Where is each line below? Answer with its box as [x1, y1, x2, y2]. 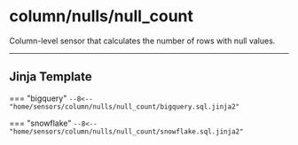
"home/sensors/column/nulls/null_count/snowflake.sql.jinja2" [9, 126, 244, 136]
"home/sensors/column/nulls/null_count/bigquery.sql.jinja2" [9, 102, 240, 111]
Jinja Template [9, 69, 93, 85]
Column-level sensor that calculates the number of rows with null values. [9, 35, 276, 46]
